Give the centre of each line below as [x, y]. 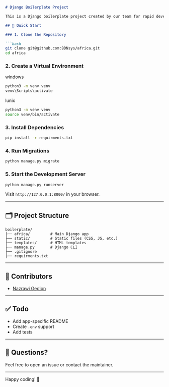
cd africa [16, 53]
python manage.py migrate [32, 161]
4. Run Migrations [27, 151]
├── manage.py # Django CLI [41, 247]
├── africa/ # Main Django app [47, 234]
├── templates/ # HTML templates [46, 243]
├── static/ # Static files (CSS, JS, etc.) [62, 239]
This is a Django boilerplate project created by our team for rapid [80, 16]
